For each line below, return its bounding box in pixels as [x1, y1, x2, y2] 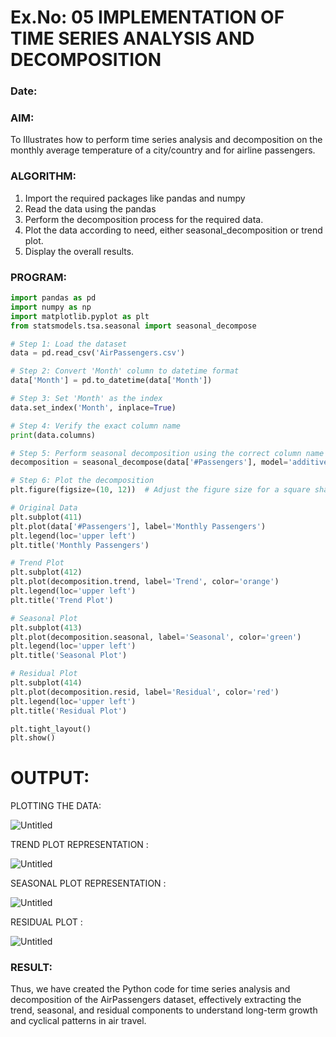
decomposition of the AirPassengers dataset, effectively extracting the [10, 994, 302, 1006]
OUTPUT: [10, 767, 90, 790]
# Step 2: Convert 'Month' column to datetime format [10, 366, 240, 376]
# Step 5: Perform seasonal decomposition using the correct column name [10, 448, 325, 458]
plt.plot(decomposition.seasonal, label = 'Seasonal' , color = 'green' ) [10, 632, 302, 642]
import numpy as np [10, 302, 92, 312]
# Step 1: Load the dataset [10, 339, 128, 349]
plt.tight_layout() [10, 724, 92, 734]
